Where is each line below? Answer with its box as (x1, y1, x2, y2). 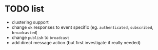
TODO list (4, 3, 44, 14)
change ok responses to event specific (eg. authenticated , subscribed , (11, 24, 154, 30)
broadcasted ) (11, 29, 38, 35)
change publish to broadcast (11, 35, 70, 40)
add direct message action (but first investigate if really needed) (11, 39, 141, 45)
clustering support (11, 19, 49, 25)
